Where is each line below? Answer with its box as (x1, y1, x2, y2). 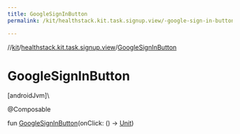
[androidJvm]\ (7, 91, 50, 100)
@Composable (7, 105, 51, 114)
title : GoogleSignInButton (7, 10, 88, 18)
